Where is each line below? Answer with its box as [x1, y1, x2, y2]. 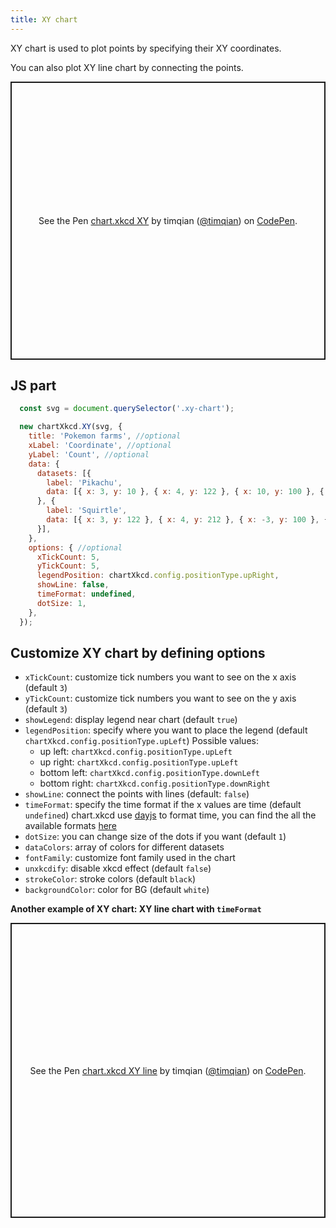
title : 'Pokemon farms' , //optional [28, 431, 182, 441]
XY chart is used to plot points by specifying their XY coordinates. [10, 42, 282, 54]
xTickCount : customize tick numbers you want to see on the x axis [24, 671, 297, 683]
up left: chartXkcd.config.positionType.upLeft [39, 746, 233, 758]
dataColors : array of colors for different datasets [24, 841, 225, 853]
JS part [10, 377, 57, 395]
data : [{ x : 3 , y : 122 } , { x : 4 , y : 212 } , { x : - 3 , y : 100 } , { [46, 515, 329, 525]
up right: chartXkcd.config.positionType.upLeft [39, 756, 239, 768]
